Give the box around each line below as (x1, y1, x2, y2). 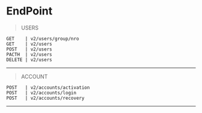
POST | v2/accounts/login (6, 90, 77, 96)
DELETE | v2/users (6, 56, 52, 63)
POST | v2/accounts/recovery (6, 95, 85, 101)
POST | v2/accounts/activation (6, 84, 90, 91)
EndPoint (6, 4, 53, 18)
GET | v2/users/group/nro (6, 35, 79, 41)
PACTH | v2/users (6, 51, 52, 58)
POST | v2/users (6, 46, 52, 52)
